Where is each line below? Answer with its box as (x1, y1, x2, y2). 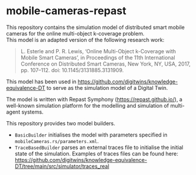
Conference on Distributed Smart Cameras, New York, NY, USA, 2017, (20, 60, 191, 67)
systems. (21, 108, 44, 115)
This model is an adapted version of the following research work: (6, 36, 165, 43)
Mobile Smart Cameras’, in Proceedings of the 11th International (20, 54, 176, 61)
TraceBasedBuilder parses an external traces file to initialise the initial (14, 144, 184, 151)
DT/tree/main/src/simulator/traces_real (14, 163, 110, 170)
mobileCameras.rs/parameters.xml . (14, 137, 99, 144)
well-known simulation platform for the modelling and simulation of (6, 102, 169, 109)
